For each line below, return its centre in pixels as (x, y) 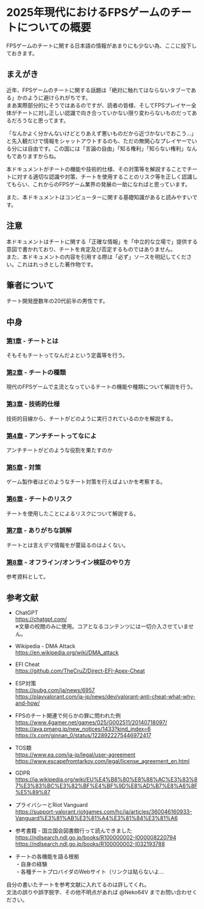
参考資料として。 (28, 577)
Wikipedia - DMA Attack (45, 646)
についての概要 (54, 28)
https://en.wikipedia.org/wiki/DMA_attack (67, 652)
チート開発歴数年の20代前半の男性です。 (57, 301)
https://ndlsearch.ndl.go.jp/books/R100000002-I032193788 (90, 844)
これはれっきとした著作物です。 (56, 264)
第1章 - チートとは (32, 341)
